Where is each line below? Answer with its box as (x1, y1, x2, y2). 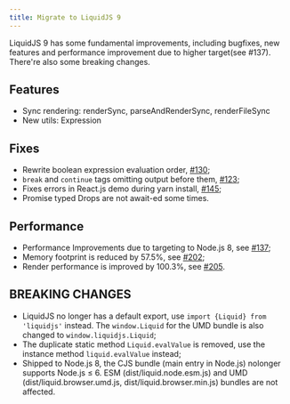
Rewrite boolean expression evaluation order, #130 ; (21, 165, 211, 175)
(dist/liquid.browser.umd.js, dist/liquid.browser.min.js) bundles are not (21, 376, 278, 387)
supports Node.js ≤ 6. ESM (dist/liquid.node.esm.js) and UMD (21, 367, 248, 378)
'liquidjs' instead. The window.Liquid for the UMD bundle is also (21, 319, 264, 330)
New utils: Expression (21, 115, 102, 125)
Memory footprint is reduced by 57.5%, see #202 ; (21, 252, 205, 263)
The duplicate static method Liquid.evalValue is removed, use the (21, 339, 265, 350)
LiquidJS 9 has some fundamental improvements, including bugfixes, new (9, 37, 280, 48)
